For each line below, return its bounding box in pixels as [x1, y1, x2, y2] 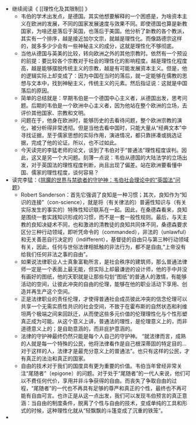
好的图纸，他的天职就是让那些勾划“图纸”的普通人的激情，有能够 [31, 273, 187, 280]
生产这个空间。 [36, 288, 73, 295]
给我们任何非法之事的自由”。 [20, 251, 91, 258]
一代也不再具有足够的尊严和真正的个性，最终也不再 [56, 385, 182, 392]
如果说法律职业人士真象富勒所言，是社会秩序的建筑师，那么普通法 [20, 258, 182, 265]
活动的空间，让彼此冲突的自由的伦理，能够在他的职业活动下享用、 [20, 280, 182, 287]
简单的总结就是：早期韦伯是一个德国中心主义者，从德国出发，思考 [20, 95, 182, 101]
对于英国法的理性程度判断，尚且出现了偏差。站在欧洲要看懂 [31, 161, 177, 168]
